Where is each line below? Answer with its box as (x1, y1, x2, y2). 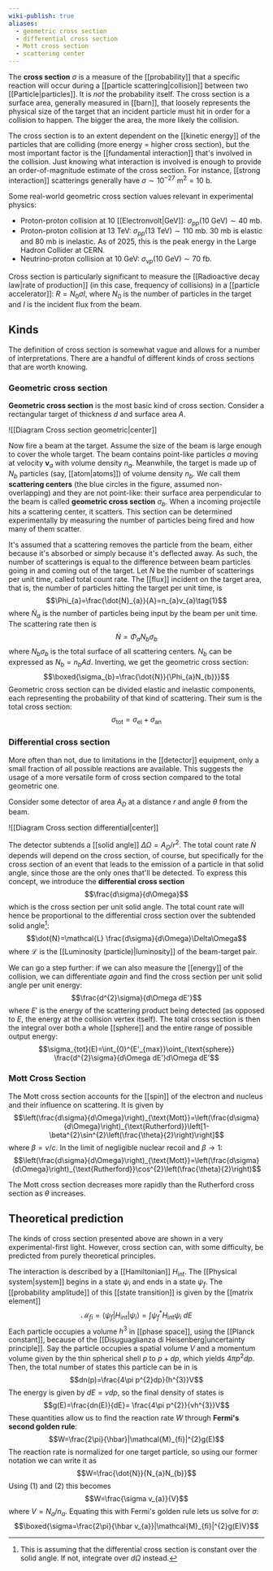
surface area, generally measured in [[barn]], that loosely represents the (8, 98, 251, 107)
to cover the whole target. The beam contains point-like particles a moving (8, 449, 258, 459)
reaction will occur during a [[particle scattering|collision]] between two (8, 80, 249, 90)
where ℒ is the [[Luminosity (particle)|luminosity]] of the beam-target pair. (8, 946, 258, 956)
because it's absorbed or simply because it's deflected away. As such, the (8, 549, 258, 558)
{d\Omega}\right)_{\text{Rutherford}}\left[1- (63, 1121, 210, 1131)
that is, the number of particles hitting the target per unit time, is (8, 583, 223, 593)
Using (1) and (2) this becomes (8, 1481, 111, 1491)
